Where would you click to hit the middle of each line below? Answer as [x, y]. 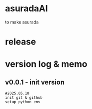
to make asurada [22, 22]
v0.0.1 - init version [35, 82]
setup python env [23, 102]
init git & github [24, 98]
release [21, 42]
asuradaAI [26, 9]
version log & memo [46, 64]
